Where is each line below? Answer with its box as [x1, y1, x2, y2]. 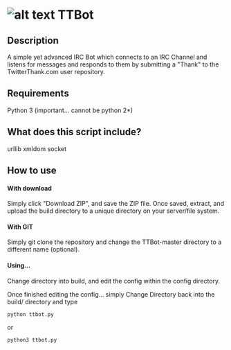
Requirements [7, 87, 69, 100]
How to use [7, 165, 57, 177]
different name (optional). [7, 245, 80, 254]
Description [7, 35, 59, 46]
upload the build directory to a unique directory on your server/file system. [7, 207, 220, 215]
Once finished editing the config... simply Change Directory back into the [7, 290, 216, 298]
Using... [7, 261, 31, 270]
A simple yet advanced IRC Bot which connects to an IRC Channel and [7, 53, 207, 61]
